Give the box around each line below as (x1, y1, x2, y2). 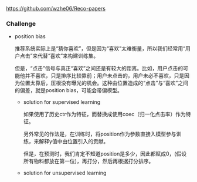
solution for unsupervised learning (23, 170, 107, 177)
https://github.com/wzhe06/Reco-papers (6, 5, 106, 12)
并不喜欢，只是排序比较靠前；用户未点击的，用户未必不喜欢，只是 (25, 72, 185, 79)
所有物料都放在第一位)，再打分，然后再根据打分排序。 (23, 158, 154, 165)
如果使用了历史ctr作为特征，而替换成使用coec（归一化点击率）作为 (23, 111, 186, 118)
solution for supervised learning (23, 99, 101, 106)
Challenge (6, 19, 36, 28)
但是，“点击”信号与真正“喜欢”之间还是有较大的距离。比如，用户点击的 (14, 65, 184, 72)
